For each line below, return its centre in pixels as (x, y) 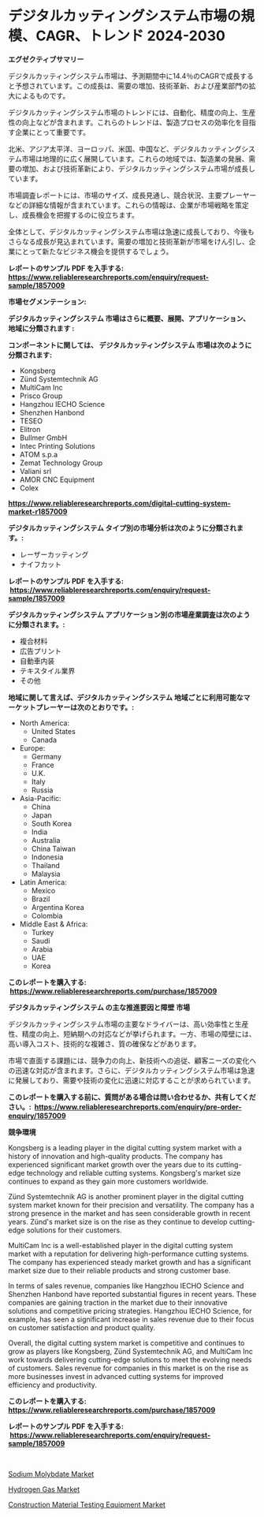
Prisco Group (41, 396)
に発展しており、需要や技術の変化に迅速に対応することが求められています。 (132, 1080)
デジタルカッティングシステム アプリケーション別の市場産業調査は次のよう (129, 614)
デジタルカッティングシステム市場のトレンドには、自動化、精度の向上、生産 (132, 112)
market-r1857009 (38, 511)
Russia (42, 790)
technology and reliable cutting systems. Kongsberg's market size (134, 1172)
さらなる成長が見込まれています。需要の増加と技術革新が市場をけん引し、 (129, 241)
